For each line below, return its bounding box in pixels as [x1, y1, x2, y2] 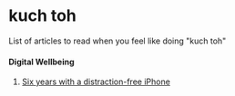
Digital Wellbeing [8, 56, 75, 67]
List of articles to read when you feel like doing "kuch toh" [8, 35, 227, 46]
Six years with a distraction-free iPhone [21, 76, 170, 87]
